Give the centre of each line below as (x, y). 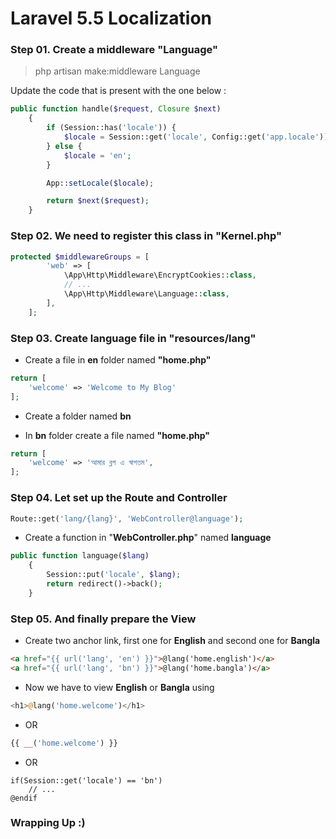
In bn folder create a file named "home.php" (117, 435)
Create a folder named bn (78, 416)
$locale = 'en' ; (97, 155)
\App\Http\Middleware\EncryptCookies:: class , (160, 275)
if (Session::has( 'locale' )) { (111, 128)
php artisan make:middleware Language (117, 71)
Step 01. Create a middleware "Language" (114, 50)
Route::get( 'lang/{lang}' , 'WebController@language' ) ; (127, 518)
